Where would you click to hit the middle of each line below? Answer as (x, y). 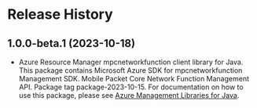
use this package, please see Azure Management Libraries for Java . (129, 95)
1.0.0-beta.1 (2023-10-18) (71, 43)
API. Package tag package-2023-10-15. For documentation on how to (131, 87)
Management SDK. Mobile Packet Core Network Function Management (134, 79)
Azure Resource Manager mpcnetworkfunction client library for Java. (131, 62)
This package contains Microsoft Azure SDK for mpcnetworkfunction (130, 70)
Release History (60, 14)
